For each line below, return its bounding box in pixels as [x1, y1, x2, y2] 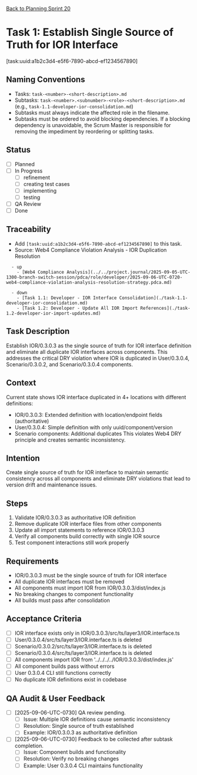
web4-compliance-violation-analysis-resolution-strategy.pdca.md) [6, 279, 172, 285]
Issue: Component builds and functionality [23, 748, 126, 756]
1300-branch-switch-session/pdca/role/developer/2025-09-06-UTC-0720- [6, 274, 183, 280]
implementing [23, 187, 57, 194]
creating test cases [23, 180, 70, 187]
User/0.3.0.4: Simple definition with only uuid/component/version [14, 423, 173, 430]
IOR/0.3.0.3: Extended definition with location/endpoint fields [14, 411, 163, 418]
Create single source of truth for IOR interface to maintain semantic [6, 469, 169, 476]
